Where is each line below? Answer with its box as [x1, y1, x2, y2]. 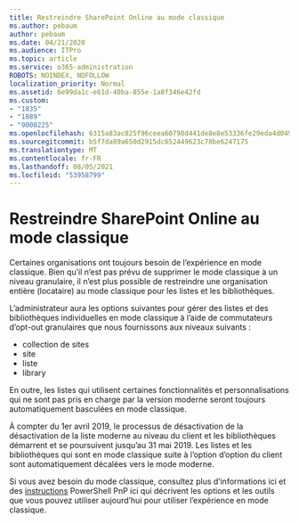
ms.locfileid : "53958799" [9, 170, 105, 179]
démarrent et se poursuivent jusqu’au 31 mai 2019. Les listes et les [9, 440, 252, 451]
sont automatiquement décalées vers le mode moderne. [9, 459, 215, 470]
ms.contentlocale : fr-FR [9, 153, 101, 163]
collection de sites [21, 340, 90, 350]
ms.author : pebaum [9, 21, 77, 30]
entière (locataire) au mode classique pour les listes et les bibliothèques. [9, 286, 275, 297]
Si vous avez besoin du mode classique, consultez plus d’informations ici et [9, 476, 287, 487]
